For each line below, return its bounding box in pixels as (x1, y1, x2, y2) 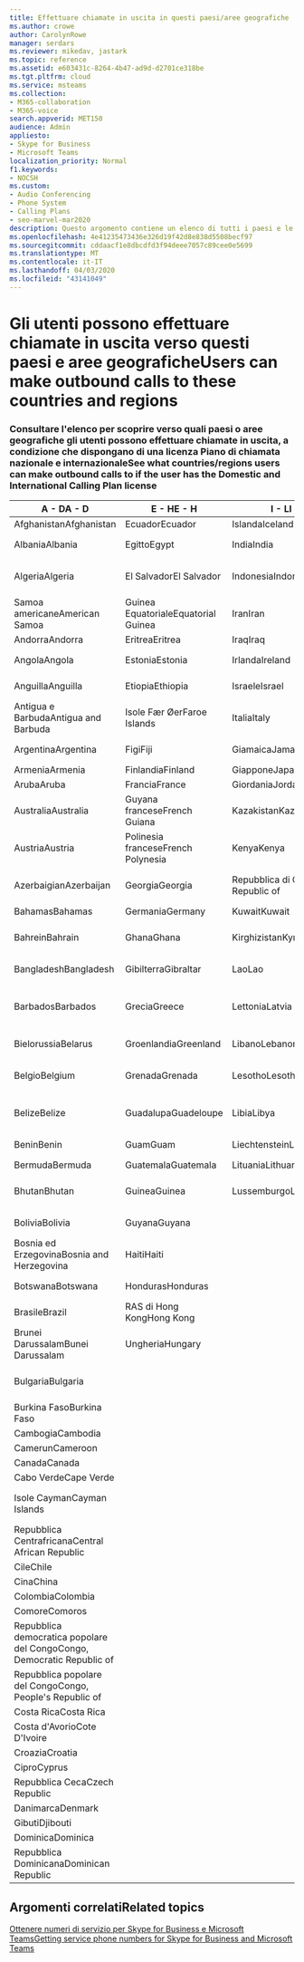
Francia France (125, 778, 186, 791)
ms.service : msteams (9, 81, 88, 90)
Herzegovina (14, 1260, 69, 1273)
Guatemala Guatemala (125, 1159, 217, 1171)
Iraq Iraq (232, 633, 265, 646)
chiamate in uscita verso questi (9, 332, 251, 353)
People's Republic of (14, 1691, 102, 1704)
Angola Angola (14, 654, 74, 667)
